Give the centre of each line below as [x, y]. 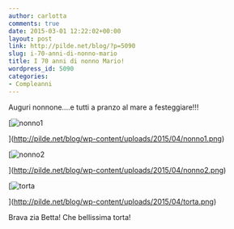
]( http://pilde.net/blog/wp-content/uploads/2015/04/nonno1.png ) [117, 138]
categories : [28, 76]
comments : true [34, 24]
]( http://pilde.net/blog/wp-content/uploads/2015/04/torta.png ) [113, 201]
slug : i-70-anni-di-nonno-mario [63, 54]
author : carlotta [38, 16]
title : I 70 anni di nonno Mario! [67, 62]
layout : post [30, 39]
